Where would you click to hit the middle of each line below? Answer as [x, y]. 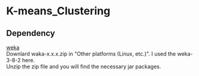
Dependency [31, 33]
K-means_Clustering [58, 11]
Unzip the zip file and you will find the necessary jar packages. [84, 66]
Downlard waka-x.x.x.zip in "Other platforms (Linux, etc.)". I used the [91, 54]
